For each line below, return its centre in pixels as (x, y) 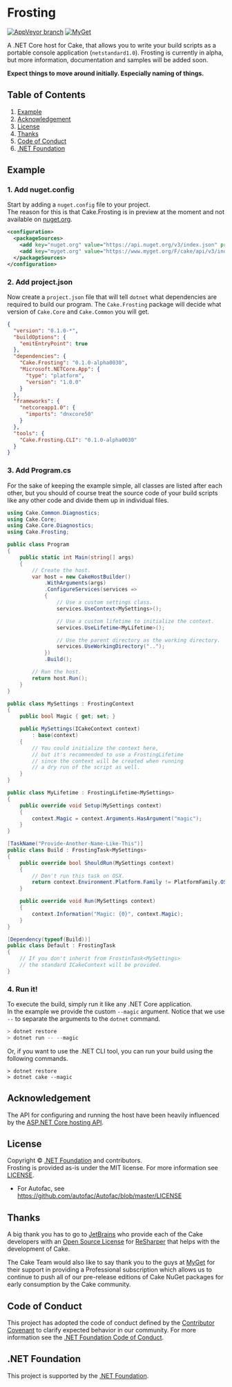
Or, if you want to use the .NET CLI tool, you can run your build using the (110, 1051)
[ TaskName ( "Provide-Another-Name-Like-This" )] (75, 844)
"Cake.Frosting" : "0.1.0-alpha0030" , (74, 363)
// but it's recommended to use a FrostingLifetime (108, 754)
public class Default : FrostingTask (61, 946)
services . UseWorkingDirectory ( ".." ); (111, 647)
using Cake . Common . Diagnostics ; (54, 513)
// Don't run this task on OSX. (79, 876)
